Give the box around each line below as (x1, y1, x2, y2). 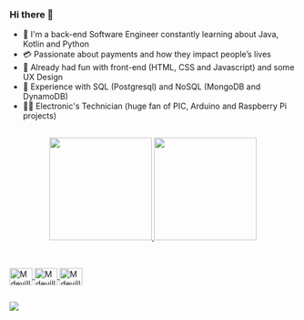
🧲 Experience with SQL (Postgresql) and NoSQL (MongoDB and (22, 81, 261, 92)
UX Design (22, 72, 64, 83)
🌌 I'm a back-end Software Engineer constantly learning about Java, (22, 29, 279, 40)
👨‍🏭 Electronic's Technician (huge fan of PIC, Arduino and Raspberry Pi (22, 100, 288, 112)
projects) (22, 110, 57, 121)
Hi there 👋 (9, 8, 55, 21)
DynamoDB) (22, 91, 68, 102)
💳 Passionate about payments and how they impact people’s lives (22, 49, 271, 60)
